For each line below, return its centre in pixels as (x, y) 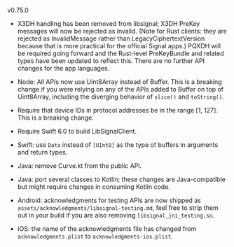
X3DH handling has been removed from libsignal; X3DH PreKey (109, 23)
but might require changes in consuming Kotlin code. (94, 187)
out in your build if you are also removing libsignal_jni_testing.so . (116, 215)
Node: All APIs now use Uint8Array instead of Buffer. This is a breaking (119, 82)
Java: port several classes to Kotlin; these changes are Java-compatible (121, 179)
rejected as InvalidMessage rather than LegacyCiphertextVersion (111, 38)
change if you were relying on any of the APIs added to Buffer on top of (121, 89)
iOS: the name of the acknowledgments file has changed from (107, 229)
